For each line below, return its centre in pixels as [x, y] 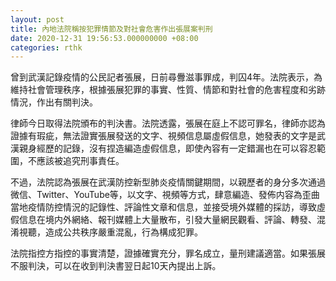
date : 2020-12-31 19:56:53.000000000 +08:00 [104, 38]
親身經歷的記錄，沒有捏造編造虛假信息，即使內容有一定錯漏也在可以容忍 [167, 148]
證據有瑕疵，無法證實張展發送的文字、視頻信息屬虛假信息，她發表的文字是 [163, 136]
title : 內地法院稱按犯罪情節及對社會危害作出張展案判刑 [111, 29]
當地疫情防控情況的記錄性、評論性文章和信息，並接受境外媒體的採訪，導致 [163, 207]
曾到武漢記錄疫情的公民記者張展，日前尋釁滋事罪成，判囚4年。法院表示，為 [166, 77]
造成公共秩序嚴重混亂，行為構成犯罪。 [123, 232]
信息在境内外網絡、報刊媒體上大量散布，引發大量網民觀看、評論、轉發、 [167, 220]
